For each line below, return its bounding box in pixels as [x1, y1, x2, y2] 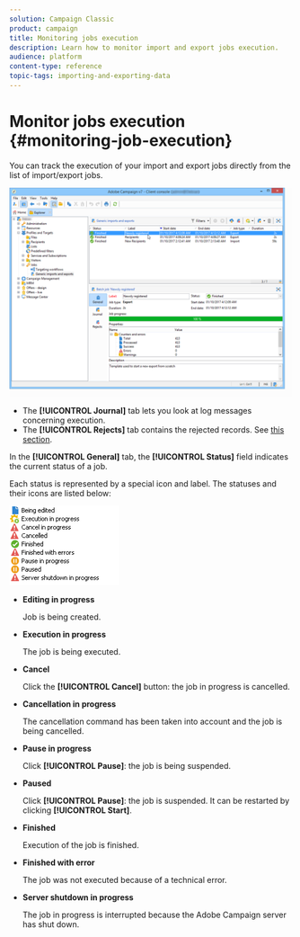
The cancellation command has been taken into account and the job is [22, 716, 283, 727]
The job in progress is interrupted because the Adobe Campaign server [22, 909, 287, 920]
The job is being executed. [22, 646, 121, 656]
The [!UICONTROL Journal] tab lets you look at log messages [22, 405, 252, 415]
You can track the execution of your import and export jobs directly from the [9, 160, 291, 171]
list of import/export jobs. [9, 169, 103, 180]
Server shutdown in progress [22, 891, 134, 903]
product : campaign [9, 23, 78, 33]
